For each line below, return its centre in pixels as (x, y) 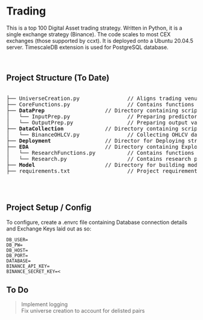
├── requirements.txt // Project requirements (104, 171)
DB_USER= (17, 240)
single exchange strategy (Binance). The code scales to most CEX (89, 34)
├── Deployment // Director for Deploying (96, 141)
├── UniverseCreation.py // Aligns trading (94, 98)
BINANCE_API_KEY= (28, 266)
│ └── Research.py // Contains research (99, 159)
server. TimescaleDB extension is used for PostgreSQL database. (88, 47)
